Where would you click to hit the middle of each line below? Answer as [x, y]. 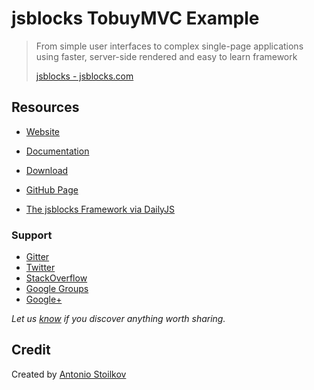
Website [43, 131]
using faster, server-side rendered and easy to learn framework [166, 56]
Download [47, 170]
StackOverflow [56, 278]
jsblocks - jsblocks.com [84, 76]
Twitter [40, 268]
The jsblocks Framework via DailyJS [100, 209]
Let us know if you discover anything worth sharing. [118, 319]
